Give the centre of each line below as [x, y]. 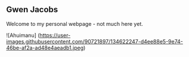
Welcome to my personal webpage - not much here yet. [75, 24]
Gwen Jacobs [32, 10]
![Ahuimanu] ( [23, 35]
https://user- [55, 35]
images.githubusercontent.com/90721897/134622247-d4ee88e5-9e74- [95, 41]
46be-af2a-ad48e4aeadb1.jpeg [45, 48]
